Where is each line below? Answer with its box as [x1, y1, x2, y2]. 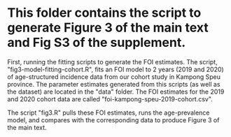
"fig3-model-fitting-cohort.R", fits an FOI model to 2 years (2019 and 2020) [7, 65, 224, 73]
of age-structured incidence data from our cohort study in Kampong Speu [7, 72, 221, 81]
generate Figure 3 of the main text [7, 20, 209, 36]
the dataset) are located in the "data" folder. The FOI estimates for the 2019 [7, 87, 225, 96]
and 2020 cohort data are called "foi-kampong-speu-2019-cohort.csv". [7, 94, 213, 103]
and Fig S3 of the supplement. [7, 35, 186, 50]
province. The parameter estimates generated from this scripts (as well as [7, 80, 220, 88]
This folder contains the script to [7, 5, 202, 21]
